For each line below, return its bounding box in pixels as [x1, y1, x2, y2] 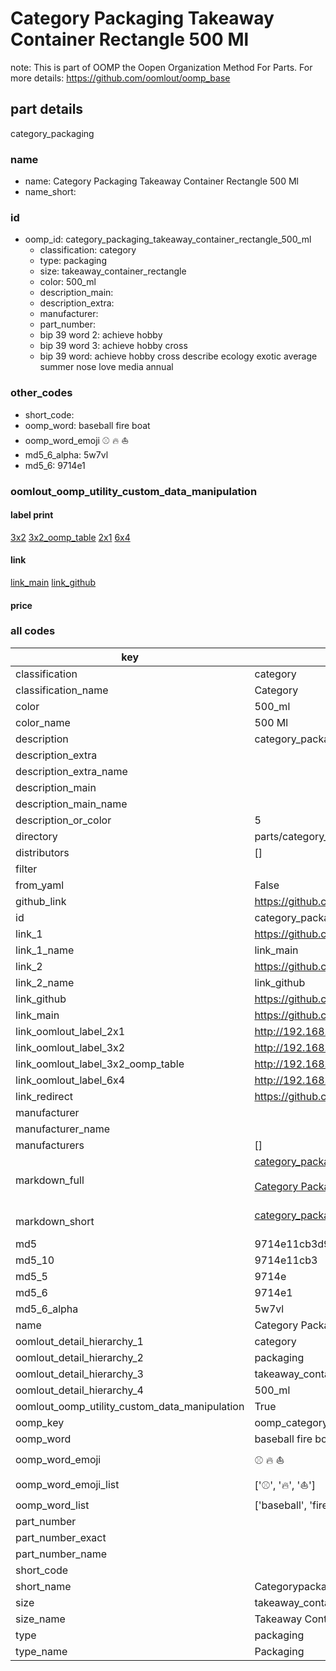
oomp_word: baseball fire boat [24, 419, 151, 431]
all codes [10, 624, 56, 638]
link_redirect [15, 1089, 74, 1103]
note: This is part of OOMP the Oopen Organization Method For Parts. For [10, 61, 313, 73]
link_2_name [15, 975, 75, 989]
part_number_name [15, 1547, 107, 1561]
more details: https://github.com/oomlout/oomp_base [10, 72, 231, 84]
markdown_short [15, 1214, 95, 1228]
